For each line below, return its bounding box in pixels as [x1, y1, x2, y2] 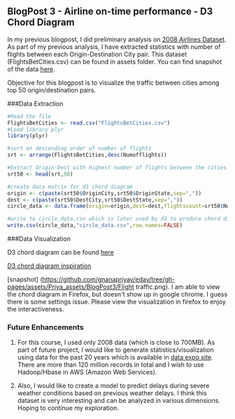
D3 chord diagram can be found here [7, 248, 114, 257]
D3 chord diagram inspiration [7, 262, 92, 270]
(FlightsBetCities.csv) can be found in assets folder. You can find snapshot [7, 57, 222, 66]
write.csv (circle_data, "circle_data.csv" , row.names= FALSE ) [7, 222, 183, 229]
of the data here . [7, 64, 56, 73]
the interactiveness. [7, 305, 64, 313]
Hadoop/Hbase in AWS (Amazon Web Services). [17, 368, 157, 376]
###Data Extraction [7, 99, 64, 108]
